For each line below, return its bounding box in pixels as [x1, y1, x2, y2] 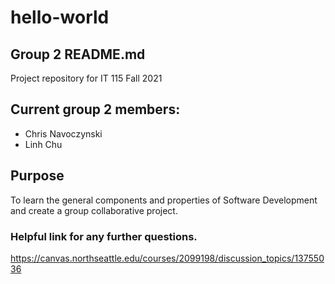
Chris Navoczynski [24, 127, 103, 140]
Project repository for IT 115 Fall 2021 [10, 72, 163, 84]
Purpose [10, 167, 65, 185]
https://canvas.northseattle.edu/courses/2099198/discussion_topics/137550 [10, 252, 325, 264]
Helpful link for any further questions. [10, 229, 198, 243]
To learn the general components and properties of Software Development [10, 194, 318, 206]
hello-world [10, 6, 110, 29]
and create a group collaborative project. [10, 204, 178, 216]
